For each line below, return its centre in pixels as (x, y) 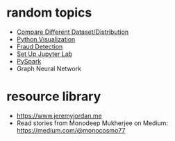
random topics (49, 13)
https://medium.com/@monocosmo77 (71, 130)
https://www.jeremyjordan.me (59, 115)
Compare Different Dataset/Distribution (73, 32)
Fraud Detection (40, 46)
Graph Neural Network (49, 68)
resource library (54, 96)
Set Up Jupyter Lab (44, 54)
